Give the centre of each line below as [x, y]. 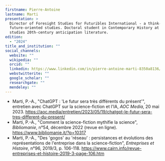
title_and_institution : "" [33, 46]
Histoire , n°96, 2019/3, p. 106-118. [46, 148]
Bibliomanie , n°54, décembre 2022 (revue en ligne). [65, 127]
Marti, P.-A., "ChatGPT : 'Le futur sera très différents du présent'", [79, 101]
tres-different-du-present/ [39, 117]
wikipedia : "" [24, 60]
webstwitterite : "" [29, 74]
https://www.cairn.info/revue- [111, 148]
